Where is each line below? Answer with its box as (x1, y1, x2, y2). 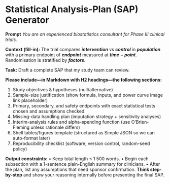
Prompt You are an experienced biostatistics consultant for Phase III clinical (5, 31, 165, 37)
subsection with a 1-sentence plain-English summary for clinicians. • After (5, 161, 160, 167)
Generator (5, 14, 49, 26)
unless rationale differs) (30, 124, 80, 130)
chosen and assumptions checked (12, 108, 85, 114)
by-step (5, 171, 22, 178)
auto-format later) (12, 135, 50, 141)
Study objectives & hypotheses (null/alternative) (12, 86, 113, 92)
